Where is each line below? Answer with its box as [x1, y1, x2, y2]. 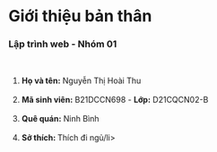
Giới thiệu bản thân [8, 6, 152, 27]
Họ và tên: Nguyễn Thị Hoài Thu [21, 75, 142, 86]
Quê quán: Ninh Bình [21, 114, 100, 124]
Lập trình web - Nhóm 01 [8, 38, 117, 50]
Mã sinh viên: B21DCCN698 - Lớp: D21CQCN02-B [21, 95, 209, 106]
